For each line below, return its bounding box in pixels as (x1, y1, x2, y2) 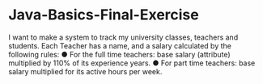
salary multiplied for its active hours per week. (8, 66, 163, 76)
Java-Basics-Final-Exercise (8, 6, 200, 24)
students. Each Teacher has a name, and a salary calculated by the (8, 40, 232, 50)
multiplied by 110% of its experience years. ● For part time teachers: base (8, 58, 256, 68)
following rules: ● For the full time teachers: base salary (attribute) (8, 49, 231, 59)
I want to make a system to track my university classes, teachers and (8, 32, 239, 42)
